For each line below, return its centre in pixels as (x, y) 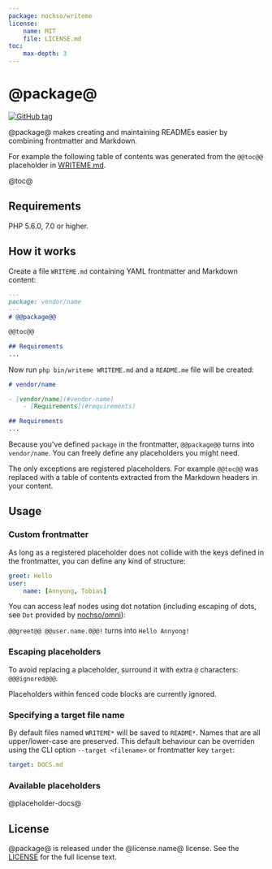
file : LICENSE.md (52, 39)
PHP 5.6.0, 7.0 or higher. (49, 226)
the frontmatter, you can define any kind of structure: (97, 560)
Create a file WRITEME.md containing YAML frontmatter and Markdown (123, 271)
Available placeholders (55, 785)
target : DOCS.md (36, 764)
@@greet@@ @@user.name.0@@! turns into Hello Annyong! (99, 631)
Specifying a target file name (67, 715)
